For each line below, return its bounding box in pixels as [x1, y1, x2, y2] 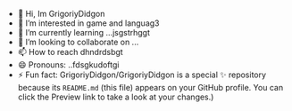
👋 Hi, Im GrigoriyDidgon [17, 9, 105, 19]
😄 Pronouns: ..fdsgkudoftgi [17, 59, 120, 70]
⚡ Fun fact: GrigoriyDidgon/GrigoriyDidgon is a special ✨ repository [17, 69, 266, 80]
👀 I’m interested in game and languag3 [17, 18, 160, 28]
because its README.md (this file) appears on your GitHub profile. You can [17, 83, 284, 92]
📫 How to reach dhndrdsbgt [17, 47, 123, 57]
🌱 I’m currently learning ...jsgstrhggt [17, 28, 150, 37]
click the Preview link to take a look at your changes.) [17, 91, 214, 102]
